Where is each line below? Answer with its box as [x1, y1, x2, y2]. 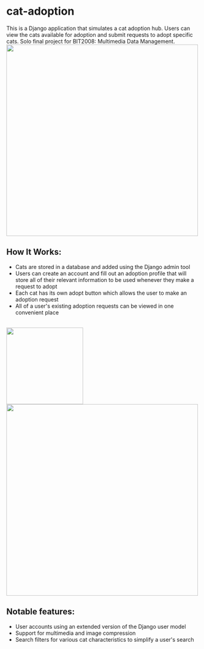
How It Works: [6, 247, 62, 257]
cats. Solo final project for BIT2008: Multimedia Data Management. [6, 37, 175, 45]
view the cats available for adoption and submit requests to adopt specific [6, 31, 193, 38]
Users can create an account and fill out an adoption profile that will [15, 270, 187, 277]
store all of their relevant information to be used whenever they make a [15, 276, 194, 283]
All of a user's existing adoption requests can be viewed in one [15, 302, 174, 309]
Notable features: [6, 607, 75, 617]
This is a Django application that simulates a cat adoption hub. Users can [6, 25, 191, 32]
